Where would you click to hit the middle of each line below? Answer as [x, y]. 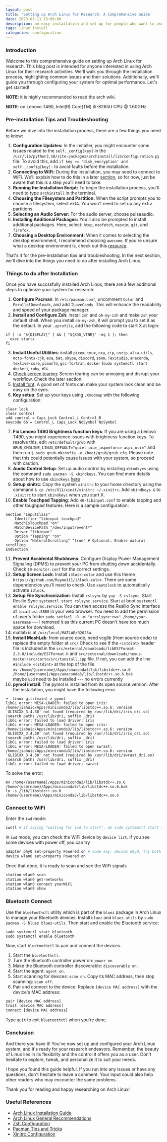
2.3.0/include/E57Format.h [41, 654]
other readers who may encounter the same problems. [61, 1079]
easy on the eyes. [31, 389]
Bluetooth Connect [29, 901]
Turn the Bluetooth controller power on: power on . [63, 960]
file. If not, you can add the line [119, 658]
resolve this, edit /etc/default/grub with [54, 442]
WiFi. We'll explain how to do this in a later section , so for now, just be [84, 177]
